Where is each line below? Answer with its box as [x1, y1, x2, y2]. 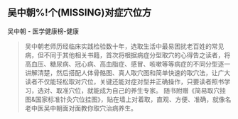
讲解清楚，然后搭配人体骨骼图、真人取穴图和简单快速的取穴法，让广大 [24, 68, 231, 76]
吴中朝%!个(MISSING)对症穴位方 [7, 6, 151, 19]
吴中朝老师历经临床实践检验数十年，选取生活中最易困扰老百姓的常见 [24, 42, 225, 50]
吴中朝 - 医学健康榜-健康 [7, 27, 80, 35]
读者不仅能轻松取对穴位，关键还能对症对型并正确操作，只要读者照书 [24, 77, 225, 86]
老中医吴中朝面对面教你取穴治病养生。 [24, 103, 137, 112]
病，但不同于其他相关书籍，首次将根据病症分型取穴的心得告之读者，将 [24, 50, 231, 59]
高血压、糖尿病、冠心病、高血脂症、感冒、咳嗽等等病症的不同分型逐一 [24, 59, 231, 68]
